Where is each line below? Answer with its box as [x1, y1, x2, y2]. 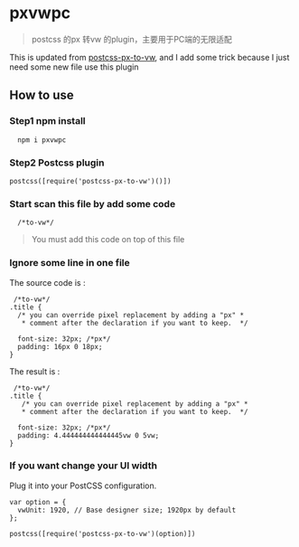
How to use [9, 88, 74, 103]
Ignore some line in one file [9, 257, 131, 269]
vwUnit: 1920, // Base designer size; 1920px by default [17, 505, 237, 514]
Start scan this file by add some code [9, 197, 176, 210]
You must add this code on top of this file [31, 234, 185, 245]
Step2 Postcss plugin [9, 156, 105, 169]
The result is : [9, 365, 61, 377]
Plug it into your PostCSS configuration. [9, 480, 157, 491]
